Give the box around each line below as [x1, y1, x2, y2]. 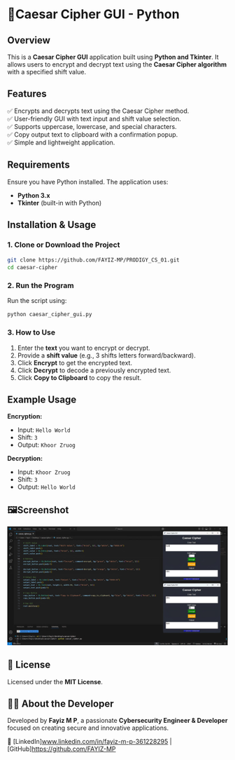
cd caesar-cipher [7, 264, 58, 271]
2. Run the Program [7, 280, 75, 290]
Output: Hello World [17, 483, 76, 491]
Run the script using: [7, 297, 67, 305]
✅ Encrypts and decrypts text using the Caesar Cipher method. [7, 107, 190, 115]
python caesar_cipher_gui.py [7, 311, 92, 318]
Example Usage [7, 393, 77, 405]
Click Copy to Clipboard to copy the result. [17, 373, 142, 381]
